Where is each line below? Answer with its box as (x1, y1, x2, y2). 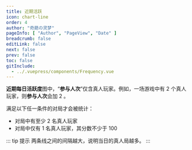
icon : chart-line (6, 14, 49, 20)
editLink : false (6, 42, 46, 47)
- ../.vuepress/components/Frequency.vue (11, 69, 114, 74)
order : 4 (6, 19, 28, 25)
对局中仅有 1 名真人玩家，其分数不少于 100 (14, 125, 117, 132)
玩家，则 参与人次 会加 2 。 (6, 93, 69, 100)
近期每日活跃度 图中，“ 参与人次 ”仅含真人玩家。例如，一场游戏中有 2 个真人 (6, 86, 187, 93)
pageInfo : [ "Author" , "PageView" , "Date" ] (6, 30, 117, 36)
